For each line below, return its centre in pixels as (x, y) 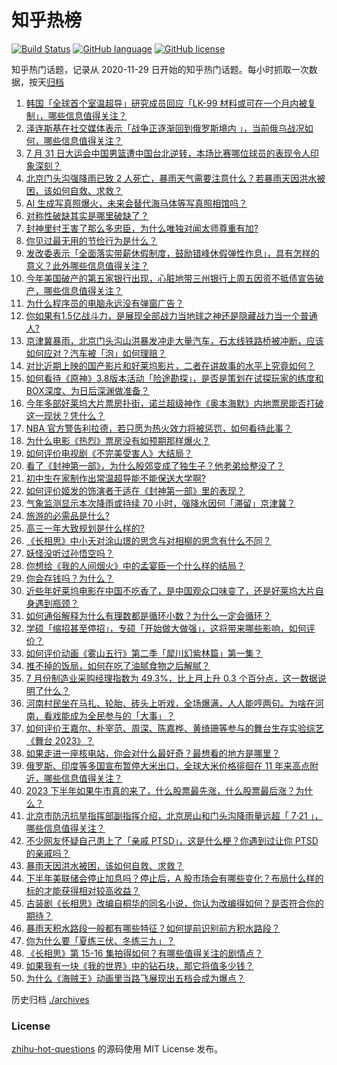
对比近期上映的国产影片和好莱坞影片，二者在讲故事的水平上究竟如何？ (170, 365)
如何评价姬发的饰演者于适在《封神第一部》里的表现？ (135, 490)
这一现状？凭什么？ (65, 415)
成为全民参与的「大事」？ (122, 715)
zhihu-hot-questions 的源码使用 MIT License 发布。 (117, 1049)
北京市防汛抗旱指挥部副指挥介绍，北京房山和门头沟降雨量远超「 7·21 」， (174, 815)
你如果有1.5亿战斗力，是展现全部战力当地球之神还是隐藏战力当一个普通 (171, 315)
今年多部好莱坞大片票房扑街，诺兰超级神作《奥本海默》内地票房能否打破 (174, 403)
